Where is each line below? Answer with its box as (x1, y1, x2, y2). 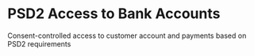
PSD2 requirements (7, 39, 71, 48)
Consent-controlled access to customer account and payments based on (7, 31, 247, 40)
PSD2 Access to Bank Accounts (7, 5, 221, 23)
